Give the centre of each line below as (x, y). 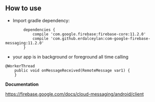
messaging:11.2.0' (25, 43)
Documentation (22, 84)
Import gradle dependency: (41, 20)
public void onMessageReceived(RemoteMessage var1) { (72, 70)
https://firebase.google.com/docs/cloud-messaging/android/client (75, 94)
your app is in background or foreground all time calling (70, 57)
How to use (23, 8)
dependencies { (40, 30)
